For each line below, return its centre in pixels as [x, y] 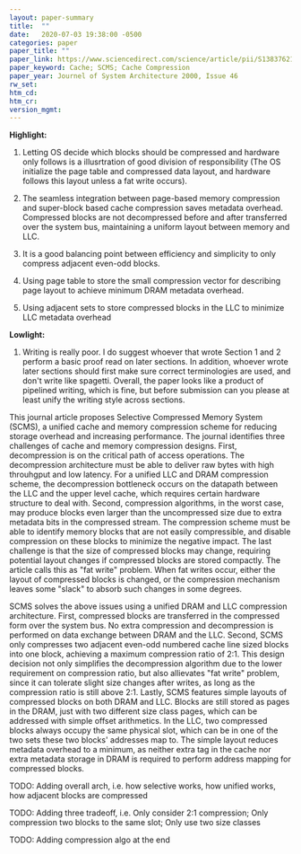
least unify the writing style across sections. [103, 400]
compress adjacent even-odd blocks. [91, 264]
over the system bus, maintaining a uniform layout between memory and [156, 227]
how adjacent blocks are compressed [78, 796]
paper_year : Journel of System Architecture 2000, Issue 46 [124, 76]
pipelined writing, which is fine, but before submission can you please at [155, 391]
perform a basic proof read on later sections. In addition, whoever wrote [155, 362]
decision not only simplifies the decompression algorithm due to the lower [146, 664]
